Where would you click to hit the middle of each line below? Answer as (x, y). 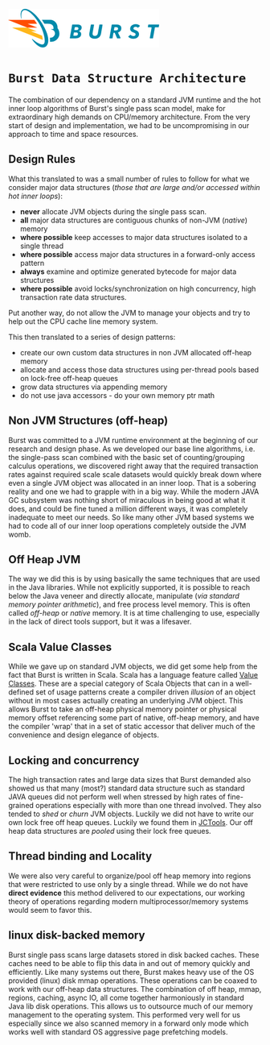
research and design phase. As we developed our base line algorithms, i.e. (132, 449)
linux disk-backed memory (77, 935)
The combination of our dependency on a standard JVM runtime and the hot (135, 100)
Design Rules (42, 159)
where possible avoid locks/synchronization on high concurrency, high (138, 288)
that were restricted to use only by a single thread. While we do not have (128, 884)
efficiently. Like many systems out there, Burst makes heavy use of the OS (131, 972)
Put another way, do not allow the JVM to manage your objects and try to (129, 313)
